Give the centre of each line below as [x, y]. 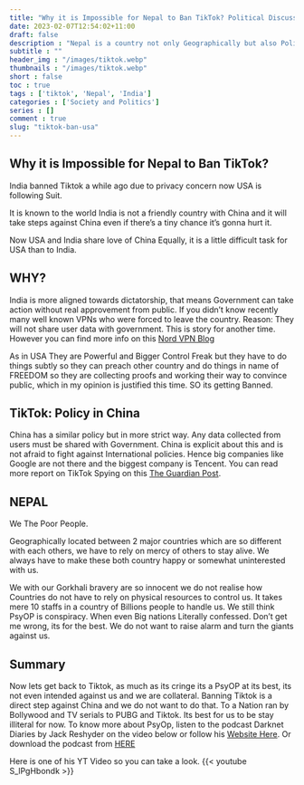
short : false [36, 77]
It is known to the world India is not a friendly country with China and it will [148, 213]
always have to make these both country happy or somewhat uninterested [147, 560]
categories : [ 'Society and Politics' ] [85, 102]
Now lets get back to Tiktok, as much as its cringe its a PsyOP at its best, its [151, 686]
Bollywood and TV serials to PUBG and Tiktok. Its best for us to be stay [142, 715]
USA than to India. [43, 249]
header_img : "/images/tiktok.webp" [78, 60]
